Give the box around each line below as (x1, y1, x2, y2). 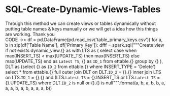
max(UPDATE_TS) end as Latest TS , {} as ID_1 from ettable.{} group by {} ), (5, 58, 163, 64)
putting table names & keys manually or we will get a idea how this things (5, 25, 158, 31)
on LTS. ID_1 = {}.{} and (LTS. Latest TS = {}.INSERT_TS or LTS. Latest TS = (5, 74, 160, 80)
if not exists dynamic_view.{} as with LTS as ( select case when (5, 47, 137, 53)
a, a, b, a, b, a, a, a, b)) (5, 85, 52, 91)
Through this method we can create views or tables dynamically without (5, 20, 156, 26)
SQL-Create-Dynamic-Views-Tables (5, 4, 161, 15)
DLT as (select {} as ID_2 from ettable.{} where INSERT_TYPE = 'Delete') (5, 63, 156, 70)
